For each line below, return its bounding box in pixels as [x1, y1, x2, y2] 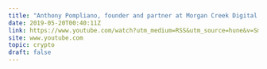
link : [8, 26, 26, 34]
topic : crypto [8, 41, 56, 49]
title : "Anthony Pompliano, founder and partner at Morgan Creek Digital [8, 11, 258, 20]
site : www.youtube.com [8, 33, 83, 42]
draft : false [8, 48, 52, 56]
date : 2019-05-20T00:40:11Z [8, 19, 102, 27]
